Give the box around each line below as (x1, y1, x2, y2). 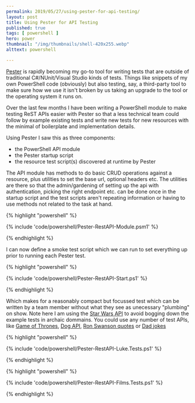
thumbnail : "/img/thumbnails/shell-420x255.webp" (6, 42, 130, 47)
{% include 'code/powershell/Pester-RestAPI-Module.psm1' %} (6, 223, 159, 230)
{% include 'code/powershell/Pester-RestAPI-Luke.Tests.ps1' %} (6, 345, 162, 352)
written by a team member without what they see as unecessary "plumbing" (6, 303, 190, 310)
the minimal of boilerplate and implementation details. (6, 122, 136, 129)
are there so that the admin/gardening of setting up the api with (6, 182, 159, 189)
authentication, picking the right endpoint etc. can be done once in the (6, 188, 176, 195)
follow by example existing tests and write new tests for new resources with (6, 117, 189, 124)
